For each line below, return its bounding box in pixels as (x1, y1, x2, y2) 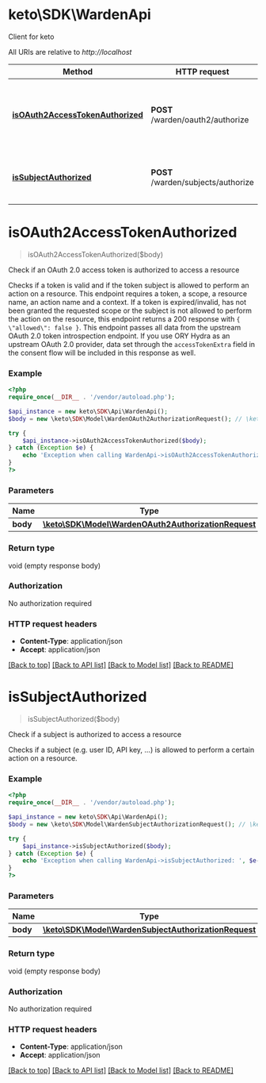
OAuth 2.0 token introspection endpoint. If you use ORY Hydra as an (8, 331, 230, 341)
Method (63, 66, 93, 77)
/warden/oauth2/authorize (150, 114, 249, 125)
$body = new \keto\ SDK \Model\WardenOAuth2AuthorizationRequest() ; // (8, 414, 243, 422)
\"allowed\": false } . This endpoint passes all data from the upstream (8, 322, 241, 332)
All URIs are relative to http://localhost (8, 47, 132, 56)
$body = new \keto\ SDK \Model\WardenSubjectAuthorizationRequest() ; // (8, 820, 246, 828)
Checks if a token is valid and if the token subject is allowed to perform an (8, 280, 249, 290)
